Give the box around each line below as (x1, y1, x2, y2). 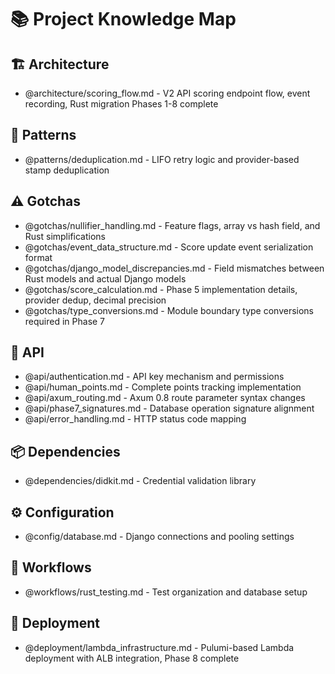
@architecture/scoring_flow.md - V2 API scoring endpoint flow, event (24, 87, 311, 99)
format (24, 251, 53, 263)
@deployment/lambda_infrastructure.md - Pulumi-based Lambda (24, 641, 295, 653)
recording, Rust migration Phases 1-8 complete (24, 98, 219, 110)
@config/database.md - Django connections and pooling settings (24, 531, 295, 543)
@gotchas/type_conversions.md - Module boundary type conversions (24, 304, 315, 316)
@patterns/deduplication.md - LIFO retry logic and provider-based (24, 153, 300, 165)
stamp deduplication (24, 164, 110, 176)
